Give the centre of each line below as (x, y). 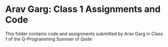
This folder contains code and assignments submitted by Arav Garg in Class (84, 33)
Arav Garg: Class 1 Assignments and (83, 9)
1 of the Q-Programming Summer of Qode (49, 39)
